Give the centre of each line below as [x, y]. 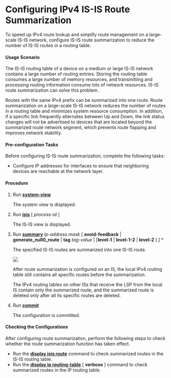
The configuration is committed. [46, 315]
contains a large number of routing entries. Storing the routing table [76, 74]
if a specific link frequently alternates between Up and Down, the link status [85, 117]
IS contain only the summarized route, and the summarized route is [83, 290]
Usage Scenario [22, 57]
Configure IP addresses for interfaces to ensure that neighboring [81, 166]
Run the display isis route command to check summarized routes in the [88, 353]
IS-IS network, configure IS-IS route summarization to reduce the [86, 40]
